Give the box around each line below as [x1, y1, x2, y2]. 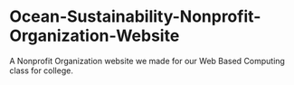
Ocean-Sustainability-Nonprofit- [9, 6, 261, 27]
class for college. [9, 65, 74, 76]
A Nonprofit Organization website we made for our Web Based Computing [9, 55, 285, 66]
